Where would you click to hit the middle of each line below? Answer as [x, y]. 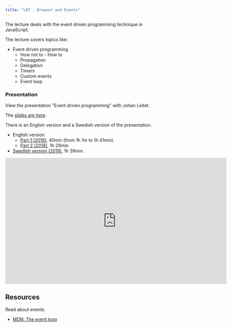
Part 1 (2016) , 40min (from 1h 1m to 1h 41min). [67, 140]
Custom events [36, 76]
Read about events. [25, 309]
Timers [28, 71]
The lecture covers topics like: [37, 39]
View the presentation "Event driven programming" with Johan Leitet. [78, 105]
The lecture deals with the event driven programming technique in [74, 24]
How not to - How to [41, 54]
